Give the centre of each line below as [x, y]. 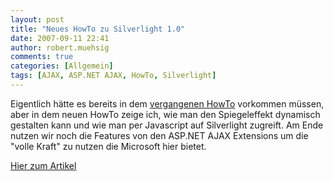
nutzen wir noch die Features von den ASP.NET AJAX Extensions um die [159, 135]
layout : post [37, 19]
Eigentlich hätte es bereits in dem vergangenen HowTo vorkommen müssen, [167, 103]
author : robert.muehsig [60, 47]
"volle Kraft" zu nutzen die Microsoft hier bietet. [108, 146]
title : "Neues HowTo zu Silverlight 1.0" [98, 29]
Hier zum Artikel [43, 165]
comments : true [42, 57]
